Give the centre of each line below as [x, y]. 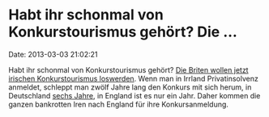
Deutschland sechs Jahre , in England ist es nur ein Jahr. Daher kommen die [134, 95]
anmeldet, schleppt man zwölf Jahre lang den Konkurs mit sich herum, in [130, 87]
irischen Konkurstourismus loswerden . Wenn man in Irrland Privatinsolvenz [134, 78]
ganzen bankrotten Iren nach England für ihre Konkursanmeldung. [119, 104]
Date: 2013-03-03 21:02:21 [53, 54]
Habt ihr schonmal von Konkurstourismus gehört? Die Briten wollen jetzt [128, 69]
